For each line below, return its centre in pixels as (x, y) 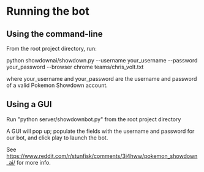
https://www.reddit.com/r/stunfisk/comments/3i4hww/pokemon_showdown (102, 156)
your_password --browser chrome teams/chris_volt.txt (75, 67)
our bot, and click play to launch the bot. (57, 137)
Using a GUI (29, 104)
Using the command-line (55, 34)
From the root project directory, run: (51, 48)
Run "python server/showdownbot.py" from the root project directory (94, 119)
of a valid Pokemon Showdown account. (57, 85)
